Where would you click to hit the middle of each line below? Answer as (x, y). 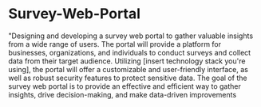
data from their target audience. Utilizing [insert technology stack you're (127, 61)
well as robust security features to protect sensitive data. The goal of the (128, 78)
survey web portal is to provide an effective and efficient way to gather (125, 86)
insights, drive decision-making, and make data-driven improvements (123, 94)
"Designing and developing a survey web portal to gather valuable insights (131, 36)
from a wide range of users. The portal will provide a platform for (115, 44)
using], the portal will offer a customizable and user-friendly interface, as (129, 69)
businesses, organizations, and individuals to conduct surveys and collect (130, 52)
